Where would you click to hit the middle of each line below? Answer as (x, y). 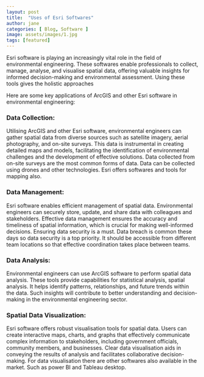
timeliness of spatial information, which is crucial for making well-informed (100, 225)
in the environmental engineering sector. (77, 299)
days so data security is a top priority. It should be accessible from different (101, 238)
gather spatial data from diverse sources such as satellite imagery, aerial (97, 137)
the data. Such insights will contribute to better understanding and (89, 293)
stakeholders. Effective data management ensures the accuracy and (92, 218)
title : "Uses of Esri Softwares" (50, 18)
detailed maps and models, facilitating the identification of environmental (98, 151)
